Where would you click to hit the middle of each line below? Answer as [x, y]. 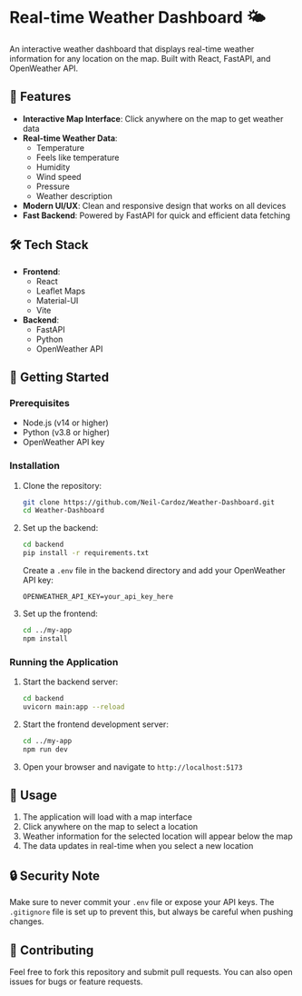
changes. [27, 921]
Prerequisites [39, 403]
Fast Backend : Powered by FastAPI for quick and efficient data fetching [156, 215]
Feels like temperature [78, 157]
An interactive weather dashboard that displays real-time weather [132, 49]
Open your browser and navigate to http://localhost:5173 [132, 767]
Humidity [53, 167]
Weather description [74, 195]
